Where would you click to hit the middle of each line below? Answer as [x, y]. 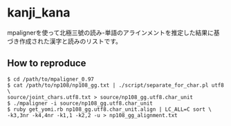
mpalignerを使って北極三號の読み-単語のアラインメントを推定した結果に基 [113, 32]
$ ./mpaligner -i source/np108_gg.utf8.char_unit [80, 103]
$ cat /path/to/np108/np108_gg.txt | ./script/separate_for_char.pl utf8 [116, 85]
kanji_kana [39, 13]
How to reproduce [47, 63]
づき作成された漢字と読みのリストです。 [65, 41]
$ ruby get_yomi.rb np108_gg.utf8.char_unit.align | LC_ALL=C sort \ [110, 109]
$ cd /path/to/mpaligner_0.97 [51, 79]
